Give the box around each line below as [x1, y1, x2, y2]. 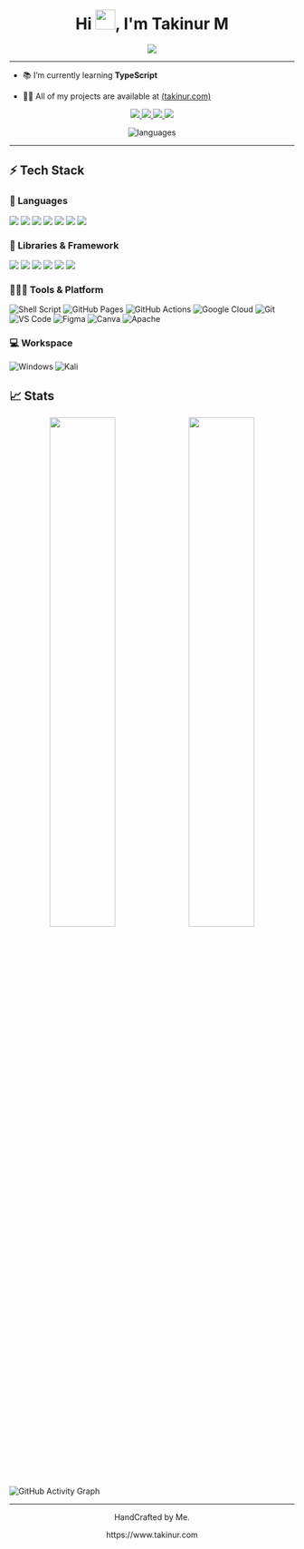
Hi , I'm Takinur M [75, 14, 229, 34]
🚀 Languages [9, 195, 68, 208]
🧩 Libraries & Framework [9, 239, 119, 251]
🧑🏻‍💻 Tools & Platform [9, 283, 104, 296]
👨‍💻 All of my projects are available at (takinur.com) [22, 91, 212, 102]
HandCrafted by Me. [114, 1512, 190, 1523]
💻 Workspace [9, 336, 73, 349]
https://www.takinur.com [105, 1529, 199, 1541]
